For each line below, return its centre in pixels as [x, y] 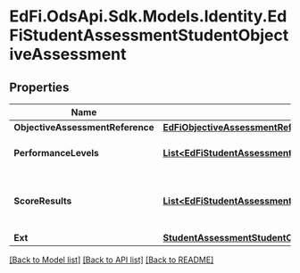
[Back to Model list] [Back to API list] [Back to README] [112, 260]
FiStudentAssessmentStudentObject [149, 35]
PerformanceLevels [57, 153]
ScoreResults [43, 201]
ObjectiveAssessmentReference [84, 127]
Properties [39, 87]
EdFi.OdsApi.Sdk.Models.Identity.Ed [148, 17]
